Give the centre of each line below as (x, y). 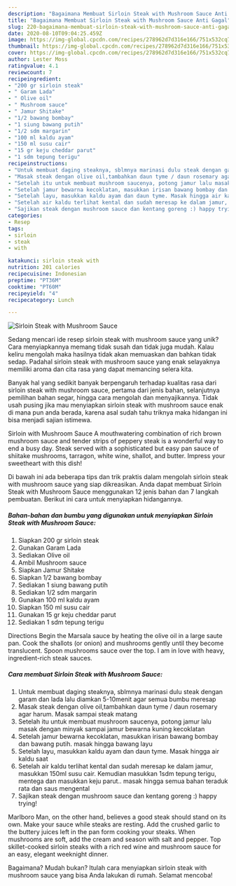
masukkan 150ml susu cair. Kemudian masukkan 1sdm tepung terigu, (117, 774)
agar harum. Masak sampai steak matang (78, 714)
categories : (25, 216)
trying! (28, 803)
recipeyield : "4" (33, 293)
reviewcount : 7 (30, 72)
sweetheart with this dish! (45, 464)
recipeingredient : (35, 79)
